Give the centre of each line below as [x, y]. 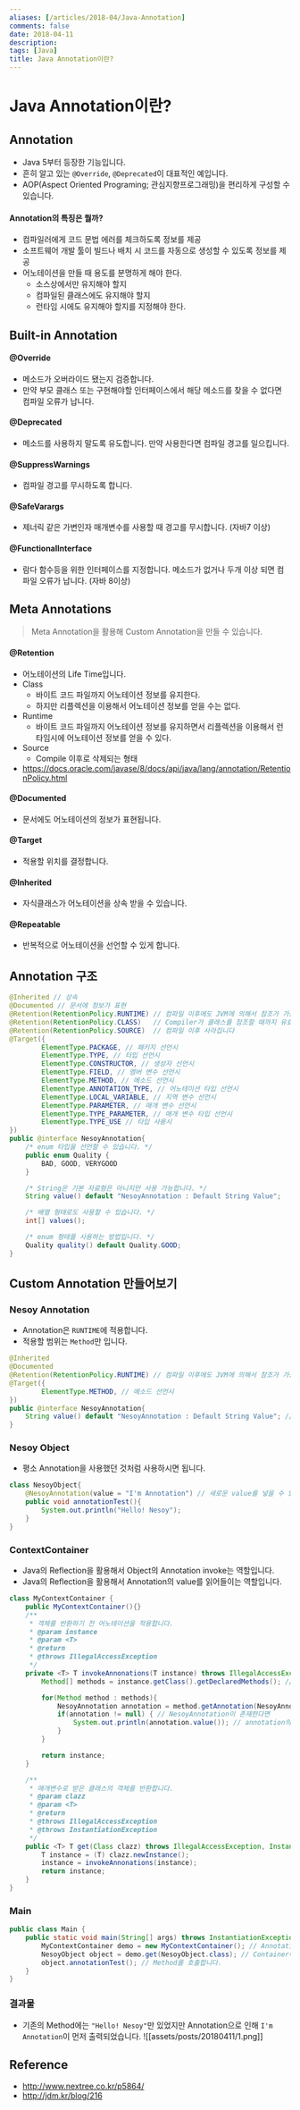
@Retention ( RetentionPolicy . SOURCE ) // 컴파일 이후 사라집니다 [122, 1030]
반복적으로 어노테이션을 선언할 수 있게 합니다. [101, 945]
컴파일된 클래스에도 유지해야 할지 [93, 295]
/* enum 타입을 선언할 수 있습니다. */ [89, 1147]
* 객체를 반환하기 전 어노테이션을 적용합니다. [101, 1624]
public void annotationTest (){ [83, 1502]
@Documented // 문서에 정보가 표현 [68, 1006]
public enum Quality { [67, 1155]
